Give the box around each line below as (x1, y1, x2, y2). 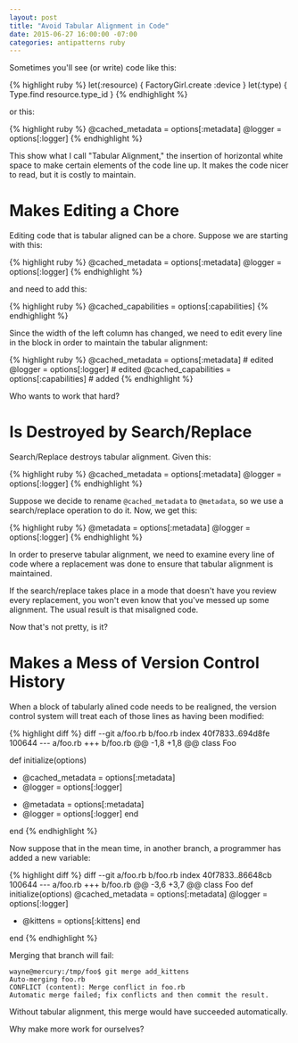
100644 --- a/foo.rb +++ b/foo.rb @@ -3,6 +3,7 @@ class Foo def (9, 880, 254, 890)
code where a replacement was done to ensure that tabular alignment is (9, 559, 274, 569)
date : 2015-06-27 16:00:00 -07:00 (9, 29, 138, 38)
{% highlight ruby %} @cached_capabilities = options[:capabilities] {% (9, 301, 269, 312)
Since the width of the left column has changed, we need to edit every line (9, 327, 283, 339)
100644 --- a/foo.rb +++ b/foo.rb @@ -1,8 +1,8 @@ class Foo (9, 738, 236, 749)
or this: (9, 106, 36, 117)
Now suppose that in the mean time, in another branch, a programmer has (9, 843, 282, 854)
